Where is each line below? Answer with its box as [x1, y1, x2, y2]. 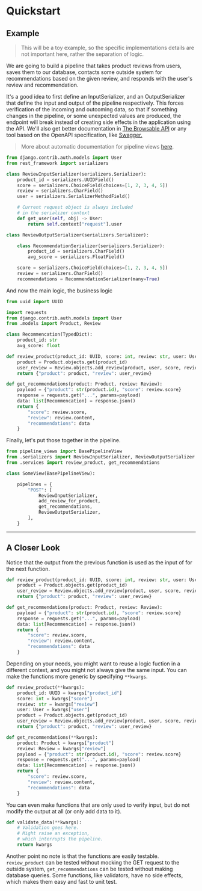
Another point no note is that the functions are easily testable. [6, 852, 159, 860]
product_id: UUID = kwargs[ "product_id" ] [17, 690, 122, 696]
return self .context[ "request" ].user [28, 221, 122, 227]
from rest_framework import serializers [6, 160, 109, 166]
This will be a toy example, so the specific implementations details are [20, 44, 195, 51]
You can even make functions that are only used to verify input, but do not [6, 801, 190, 809]
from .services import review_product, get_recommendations [6, 460, 161, 466]
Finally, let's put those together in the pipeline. [6, 437, 121, 444]
